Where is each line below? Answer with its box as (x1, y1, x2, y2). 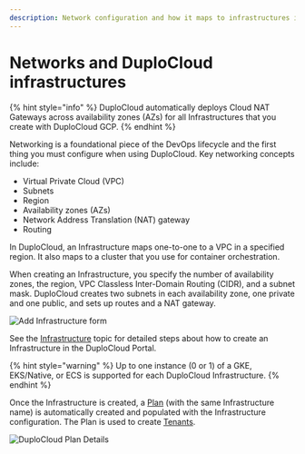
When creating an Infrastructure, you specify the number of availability (9, 269, 274, 280)
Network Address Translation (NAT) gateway (22, 214, 191, 225)
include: (9, 158, 40, 169)
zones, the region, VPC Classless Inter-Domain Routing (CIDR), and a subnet (9, 278, 296, 289)
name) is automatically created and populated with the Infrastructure (9, 406, 266, 418)
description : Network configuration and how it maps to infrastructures (9, 13, 290, 23)
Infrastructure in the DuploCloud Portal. (9, 342, 157, 353)
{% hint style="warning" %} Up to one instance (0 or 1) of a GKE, (9, 360, 252, 370)
